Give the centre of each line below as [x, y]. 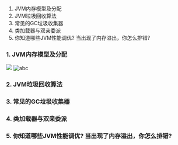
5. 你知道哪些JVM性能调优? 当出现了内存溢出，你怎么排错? [89, 136]
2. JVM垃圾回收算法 [34, 85]
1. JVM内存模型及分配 [37, 54]
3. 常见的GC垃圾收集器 [38, 102]
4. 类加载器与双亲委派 [36, 119]
